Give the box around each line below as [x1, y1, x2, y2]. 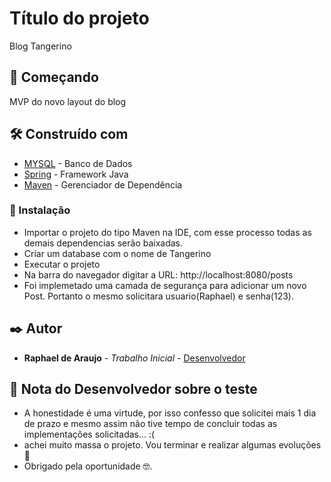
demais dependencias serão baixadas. [23, 237, 184, 249]
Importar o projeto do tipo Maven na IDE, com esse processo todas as [23, 226, 312, 238]
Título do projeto [9, 7, 150, 30]
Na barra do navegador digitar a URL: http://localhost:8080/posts [23, 268, 294, 281]
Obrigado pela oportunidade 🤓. [23, 460, 153, 472]
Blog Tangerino [9, 40, 72, 52]
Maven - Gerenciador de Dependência [23, 178, 183, 191]
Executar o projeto [23, 258, 101, 270]
